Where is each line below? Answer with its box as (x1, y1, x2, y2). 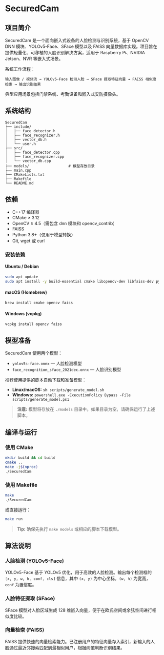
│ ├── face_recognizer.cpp (5, 154, 64, 159)
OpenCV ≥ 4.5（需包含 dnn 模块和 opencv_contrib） (12, 220, 118, 226)
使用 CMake (5, 444, 34, 450)
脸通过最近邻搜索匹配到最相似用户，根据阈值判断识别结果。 (5, 645, 125, 651)
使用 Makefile (5, 481, 38, 488)
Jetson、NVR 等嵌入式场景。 (5, 56, 63, 61)
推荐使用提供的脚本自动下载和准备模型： (5, 377, 86, 383)
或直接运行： (5, 507, 31, 512)
